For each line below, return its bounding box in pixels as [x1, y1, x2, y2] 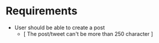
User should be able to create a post [14, 24, 105, 31]
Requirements [5, 4, 78, 18]
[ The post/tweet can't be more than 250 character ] [23, 30, 154, 37]
